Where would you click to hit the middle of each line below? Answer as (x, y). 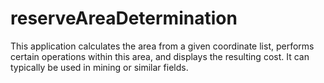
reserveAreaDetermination (124, 18)
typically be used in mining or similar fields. (99, 67)
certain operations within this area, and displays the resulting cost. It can (160, 56)
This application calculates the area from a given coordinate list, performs (162, 46)
